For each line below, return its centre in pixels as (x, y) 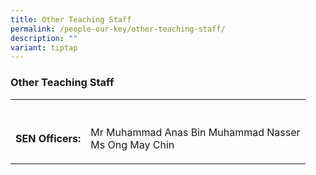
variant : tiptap (44, 47)
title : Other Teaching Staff (71, 19)
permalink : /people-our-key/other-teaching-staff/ (118, 29)
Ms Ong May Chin (132, 144)
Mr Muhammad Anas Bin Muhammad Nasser (195, 132)
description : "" (44, 38)
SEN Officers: (48, 138)
